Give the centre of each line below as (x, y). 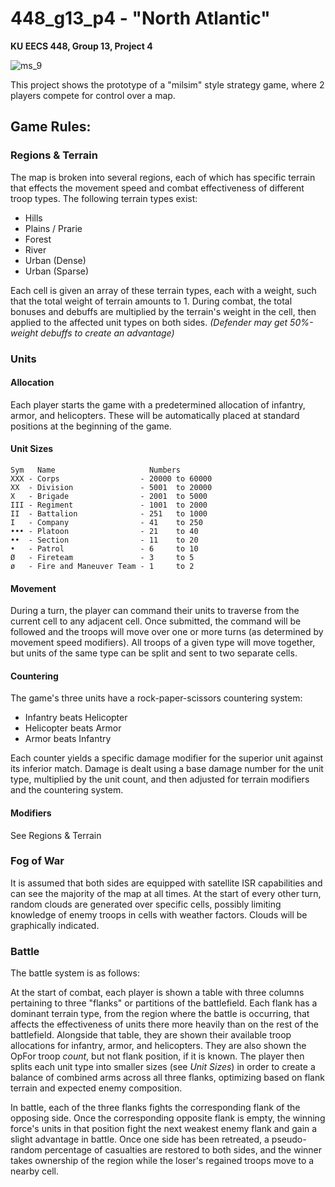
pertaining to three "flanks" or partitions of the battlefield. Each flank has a (164, 1003)
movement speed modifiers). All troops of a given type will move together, (163, 643)
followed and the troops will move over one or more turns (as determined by (167, 632)
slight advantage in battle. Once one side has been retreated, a (140, 1139)
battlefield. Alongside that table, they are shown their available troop (151, 1035)
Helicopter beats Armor (73, 728)
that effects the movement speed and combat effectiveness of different (157, 188)
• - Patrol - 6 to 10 (104, 548)
